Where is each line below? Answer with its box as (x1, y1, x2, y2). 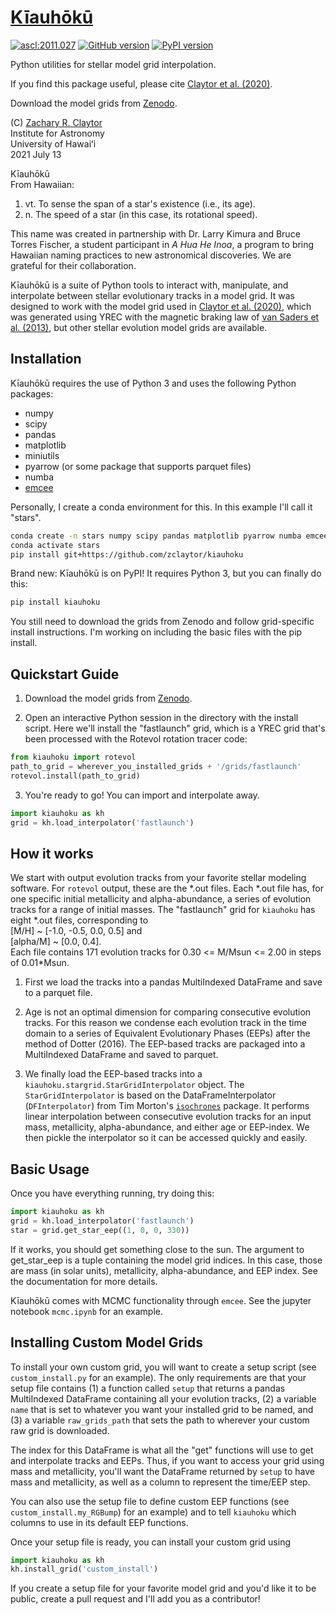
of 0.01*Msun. (10, 957, 70, 969)
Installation (10, 351, 82, 368)
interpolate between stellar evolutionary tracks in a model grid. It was (10, 289, 295, 301)
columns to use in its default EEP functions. (10, 1516, 189, 1528)
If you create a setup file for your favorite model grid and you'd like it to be (10, 1582, 317, 1595)
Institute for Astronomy (10, 127, 105, 139)
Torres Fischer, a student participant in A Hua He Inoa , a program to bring (10, 238, 315, 250)
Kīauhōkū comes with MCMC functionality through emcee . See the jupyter (10, 1294, 312, 1306)
